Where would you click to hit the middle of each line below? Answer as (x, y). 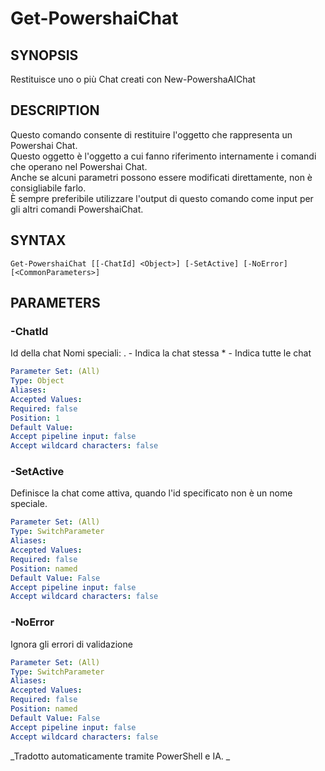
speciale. (29, 504)
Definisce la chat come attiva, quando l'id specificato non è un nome (151, 493)
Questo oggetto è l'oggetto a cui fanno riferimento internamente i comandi (163, 156)
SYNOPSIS (44, 55)
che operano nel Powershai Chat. (79, 166)
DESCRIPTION (55, 110)
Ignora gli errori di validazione (71, 644)
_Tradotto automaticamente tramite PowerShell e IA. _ (120, 756)
